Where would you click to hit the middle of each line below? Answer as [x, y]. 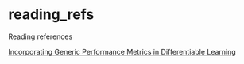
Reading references [41, 36]
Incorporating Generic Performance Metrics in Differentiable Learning [122, 51]
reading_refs [51, 15]
